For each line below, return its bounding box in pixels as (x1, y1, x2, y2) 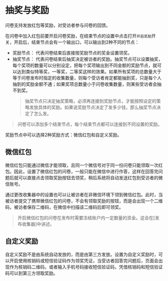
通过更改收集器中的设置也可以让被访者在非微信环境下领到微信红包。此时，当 (5, 191, 163, 197)
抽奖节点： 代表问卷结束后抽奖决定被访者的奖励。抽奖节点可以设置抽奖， (12, 56, 163, 62)
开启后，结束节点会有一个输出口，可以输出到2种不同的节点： (13, 39, 139, 45)
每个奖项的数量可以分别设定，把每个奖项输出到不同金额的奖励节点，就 (12, 62, 157, 68)
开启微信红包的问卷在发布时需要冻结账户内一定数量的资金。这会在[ (17, 214, 155, 220)
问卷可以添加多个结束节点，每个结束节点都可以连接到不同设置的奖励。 (17, 121, 162, 127)
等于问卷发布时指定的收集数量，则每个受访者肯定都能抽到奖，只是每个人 (12, 75, 161, 81)
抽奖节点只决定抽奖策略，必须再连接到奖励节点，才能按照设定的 (24, 98, 156, 104)
